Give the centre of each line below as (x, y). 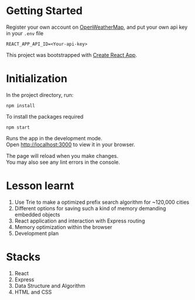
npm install (20, 106)
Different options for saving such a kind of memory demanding (90, 208)
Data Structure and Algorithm (50, 285)
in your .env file (25, 33)
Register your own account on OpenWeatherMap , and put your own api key (97, 27)
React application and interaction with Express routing (80, 221)
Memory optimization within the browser (63, 227)
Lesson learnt (40, 186)
